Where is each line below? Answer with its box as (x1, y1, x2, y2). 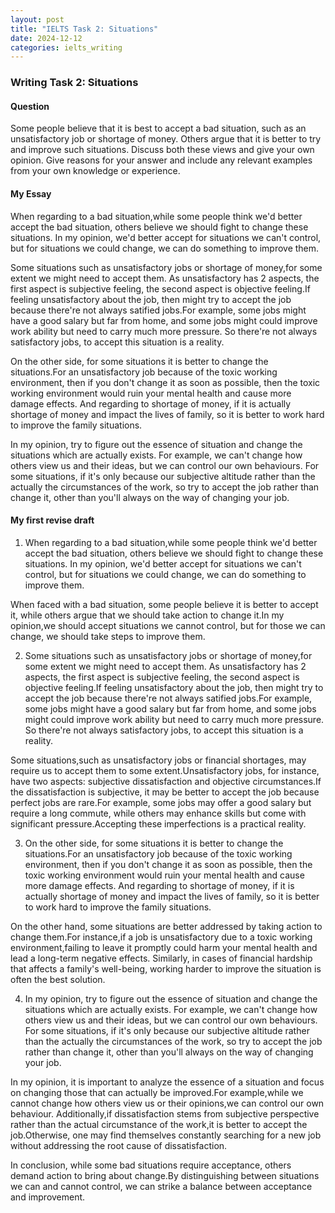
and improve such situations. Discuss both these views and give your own (10, 144, 315, 156)
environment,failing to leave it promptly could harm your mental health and (10, 941, 318, 953)
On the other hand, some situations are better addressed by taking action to (10, 920, 323, 932)
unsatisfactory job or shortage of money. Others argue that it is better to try (10, 133, 322, 145)
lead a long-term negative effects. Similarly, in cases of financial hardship (10, 952, 313, 964)
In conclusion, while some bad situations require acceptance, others (10, 1159, 292, 1171)
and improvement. (10, 1191, 86, 1203)
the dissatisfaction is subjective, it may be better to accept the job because (10, 786, 320, 798)
